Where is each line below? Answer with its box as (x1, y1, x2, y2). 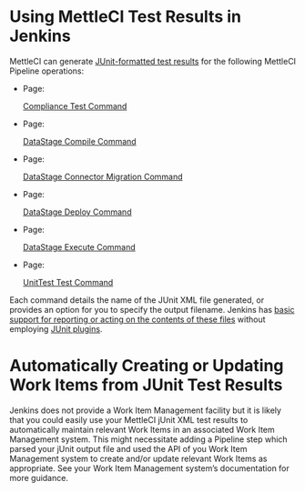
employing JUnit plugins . (9, 323, 103, 334)
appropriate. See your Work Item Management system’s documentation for (9, 462, 290, 474)
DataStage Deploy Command (22, 206, 132, 217)
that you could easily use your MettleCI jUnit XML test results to (9, 414, 249, 425)
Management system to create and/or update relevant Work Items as (9, 453, 268, 464)
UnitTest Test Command (22, 276, 114, 287)
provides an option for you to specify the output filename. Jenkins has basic (9, 304, 295, 315)
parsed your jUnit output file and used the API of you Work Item (9, 443, 248, 454)
